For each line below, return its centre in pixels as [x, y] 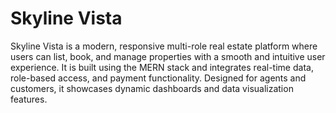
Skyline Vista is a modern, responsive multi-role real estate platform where [164, 46]
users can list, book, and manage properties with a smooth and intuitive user [168, 56]
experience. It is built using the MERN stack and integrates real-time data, [162, 67]
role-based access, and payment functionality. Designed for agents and [158, 78]
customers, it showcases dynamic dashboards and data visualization [152, 88]
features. [29, 99]
